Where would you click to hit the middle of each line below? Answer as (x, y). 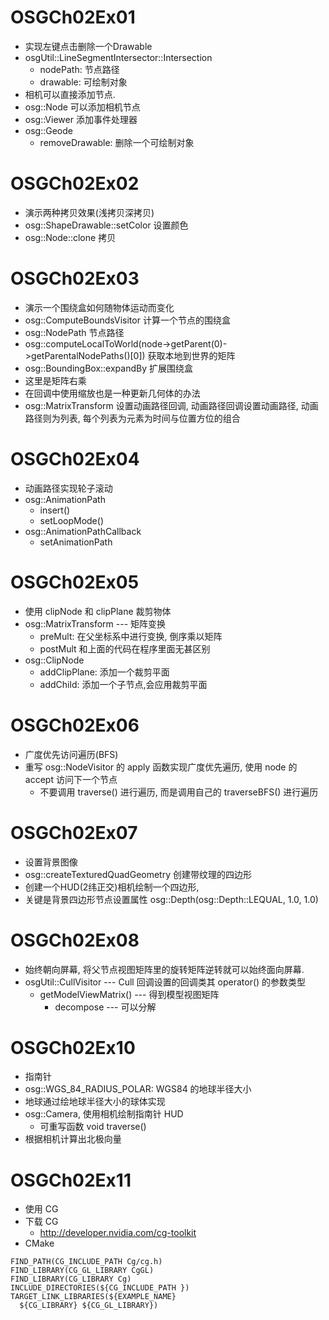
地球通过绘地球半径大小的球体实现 (95, 1102)
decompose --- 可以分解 (105, 1007)
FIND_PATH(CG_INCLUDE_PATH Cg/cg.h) (86, 1262)
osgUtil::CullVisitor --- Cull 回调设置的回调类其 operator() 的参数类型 (165, 982)
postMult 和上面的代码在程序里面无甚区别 (125, 648)
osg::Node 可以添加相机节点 (82, 107)
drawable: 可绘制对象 (83, 82)
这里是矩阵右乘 (55, 380)
